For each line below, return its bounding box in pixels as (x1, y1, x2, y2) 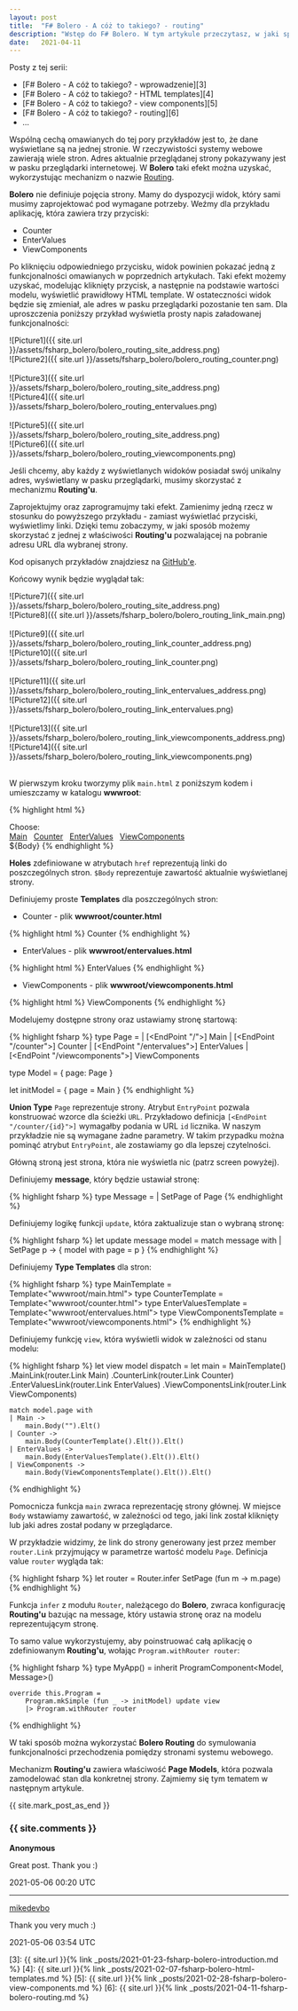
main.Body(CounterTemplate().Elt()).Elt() (25, 1437, 184, 1446)
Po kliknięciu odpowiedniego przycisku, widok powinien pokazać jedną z (9, 261, 276, 272)
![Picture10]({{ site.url (9, 647, 88, 658)
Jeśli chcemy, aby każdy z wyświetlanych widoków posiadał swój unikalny (9, 465, 281, 476)
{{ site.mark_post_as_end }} (9, 1800, 111, 1811)
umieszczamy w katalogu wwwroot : (9, 788, 142, 798)
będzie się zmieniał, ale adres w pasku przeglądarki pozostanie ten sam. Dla (9, 299, 288, 310)
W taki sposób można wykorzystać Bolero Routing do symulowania (9, 1738, 257, 1748)
